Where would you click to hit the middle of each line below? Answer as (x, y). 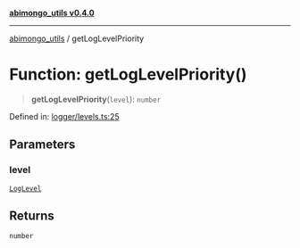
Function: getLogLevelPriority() (128, 74)
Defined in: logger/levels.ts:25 (64, 116)
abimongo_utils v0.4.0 (52, 13)
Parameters (42, 145)
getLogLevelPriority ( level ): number (96, 99)
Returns (32, 216)
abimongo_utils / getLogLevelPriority (77, 38)
